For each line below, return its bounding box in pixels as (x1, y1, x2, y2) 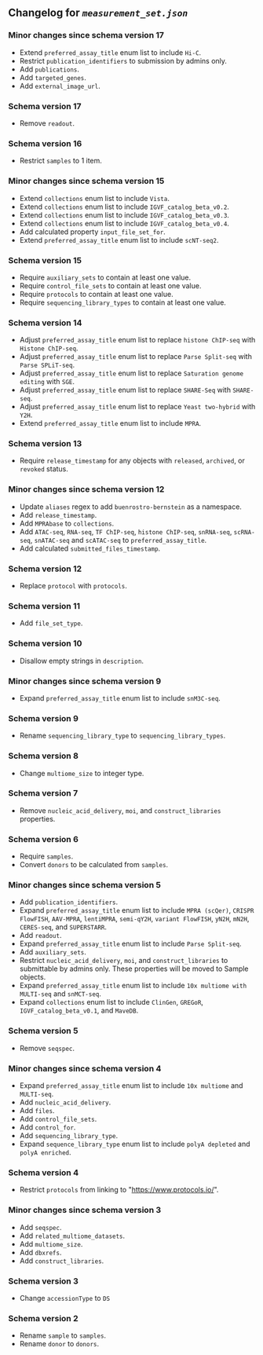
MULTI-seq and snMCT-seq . (19, 989, 102, 998)
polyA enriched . (19, 1148, 72, 1157)
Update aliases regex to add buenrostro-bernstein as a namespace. (19, 502, 242, 511)
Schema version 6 (8, 833, 79, 844)
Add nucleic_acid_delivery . (19, 1097, 111, 1107)
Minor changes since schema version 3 (8, 1205, 162, 1216)
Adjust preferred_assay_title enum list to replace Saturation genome (19, 368, 244, 378)
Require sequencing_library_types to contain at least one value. (19, 298, 226, 307)
